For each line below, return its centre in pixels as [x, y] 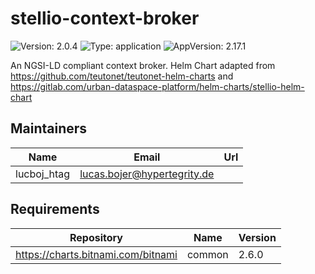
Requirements [55, 209]
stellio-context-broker [105, 18]
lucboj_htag [43, 174]
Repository [96, 237]
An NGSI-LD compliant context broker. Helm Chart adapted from [143, 65]
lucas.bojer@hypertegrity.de [147, 174]
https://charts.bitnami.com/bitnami [96, 254]
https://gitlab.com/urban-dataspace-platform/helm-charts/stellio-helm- [157, 86]
